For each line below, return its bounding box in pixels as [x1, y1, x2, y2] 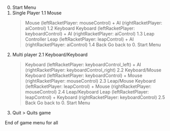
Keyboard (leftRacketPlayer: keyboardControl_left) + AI [25, 62, 142, 67]
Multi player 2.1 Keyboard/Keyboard [12, 51, 88, 58]
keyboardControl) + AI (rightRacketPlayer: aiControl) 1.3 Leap [25, 31, 155, 36]
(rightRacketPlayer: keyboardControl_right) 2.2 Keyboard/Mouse [25, 67, 162, 73]
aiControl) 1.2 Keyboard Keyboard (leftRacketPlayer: [25, 25, 135, 31]
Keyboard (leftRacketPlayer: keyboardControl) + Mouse [25, 72, 142, 79]
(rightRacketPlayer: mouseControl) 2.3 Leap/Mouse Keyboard [25, 78, 156, 84]
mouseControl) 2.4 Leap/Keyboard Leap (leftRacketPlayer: [25, 89, 149, 95]
